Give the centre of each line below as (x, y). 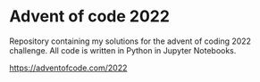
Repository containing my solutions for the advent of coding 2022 (130, 41)
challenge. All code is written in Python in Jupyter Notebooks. (123, 50)
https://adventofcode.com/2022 (68, 68)
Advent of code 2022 (89, 16)
